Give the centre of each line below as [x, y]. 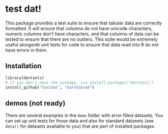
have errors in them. [26, 50]
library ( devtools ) [25, 78]
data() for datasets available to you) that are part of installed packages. [80, 126]
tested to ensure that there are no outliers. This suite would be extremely [81, 39]
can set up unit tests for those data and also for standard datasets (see [80, 121]
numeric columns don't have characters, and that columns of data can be [82, 34]
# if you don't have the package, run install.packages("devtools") [79, 83]
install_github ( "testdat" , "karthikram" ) [50, 87]
